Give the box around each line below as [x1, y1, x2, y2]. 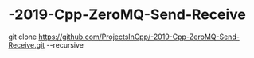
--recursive [46, 40, 84, 49]
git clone [8, 32, 37, 41]
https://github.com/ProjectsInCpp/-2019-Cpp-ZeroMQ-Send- [38, 32, 240, 41]
